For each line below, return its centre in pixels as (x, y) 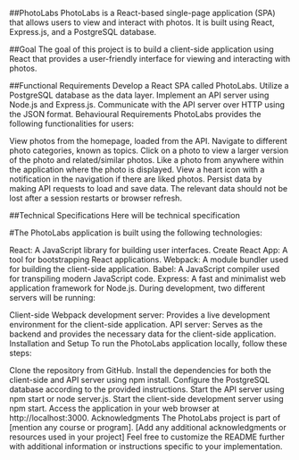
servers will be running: (53, 298)
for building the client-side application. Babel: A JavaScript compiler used (145, 269)
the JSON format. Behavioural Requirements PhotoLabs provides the (135, 114)
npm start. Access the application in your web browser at (115, 408)
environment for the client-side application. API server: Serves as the (136, 324)
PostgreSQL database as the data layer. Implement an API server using (139, 95)
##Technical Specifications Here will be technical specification (125, 215)
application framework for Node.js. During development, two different (137, 288)
